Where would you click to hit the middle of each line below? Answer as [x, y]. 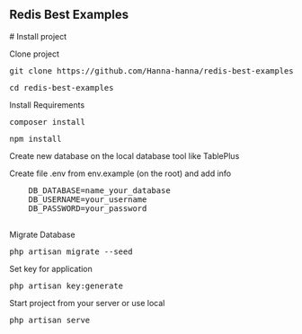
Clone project [35, 54]
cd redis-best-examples [62, 88]
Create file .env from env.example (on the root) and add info [120, 173]
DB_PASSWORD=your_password [88, 208]
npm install [36, 139]
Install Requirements [47, 105]
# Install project [38, 36]
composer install [47, 122]
